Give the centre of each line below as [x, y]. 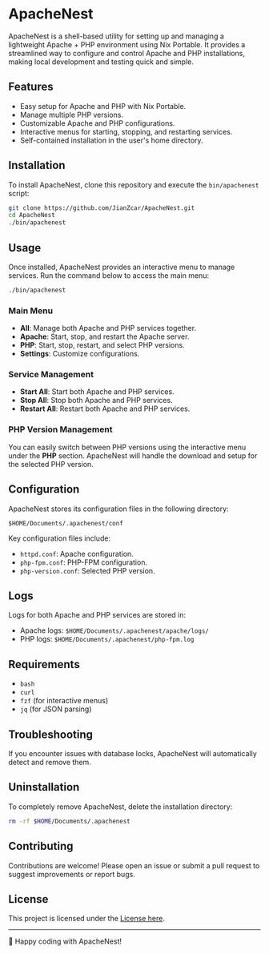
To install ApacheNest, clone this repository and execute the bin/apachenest [134, 184]
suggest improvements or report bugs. [72, 874]
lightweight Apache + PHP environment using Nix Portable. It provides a [127, 44]
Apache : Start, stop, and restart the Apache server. [104, 336]
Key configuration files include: [59, 538]
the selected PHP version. [51, 464]
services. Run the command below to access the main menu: [109, 276]
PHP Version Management [60, 429]
